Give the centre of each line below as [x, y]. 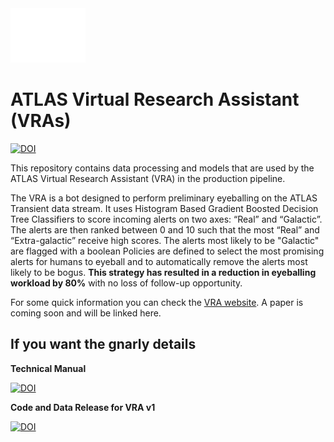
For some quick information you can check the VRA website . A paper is [157, 302]
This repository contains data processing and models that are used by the [162, 168]
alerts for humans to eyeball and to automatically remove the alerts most [159, 261]
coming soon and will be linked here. [86, 313]
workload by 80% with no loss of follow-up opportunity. [126, 283]
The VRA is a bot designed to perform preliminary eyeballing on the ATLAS [164, 198]
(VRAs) [41, 121]
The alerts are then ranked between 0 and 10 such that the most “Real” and [165, 229]
